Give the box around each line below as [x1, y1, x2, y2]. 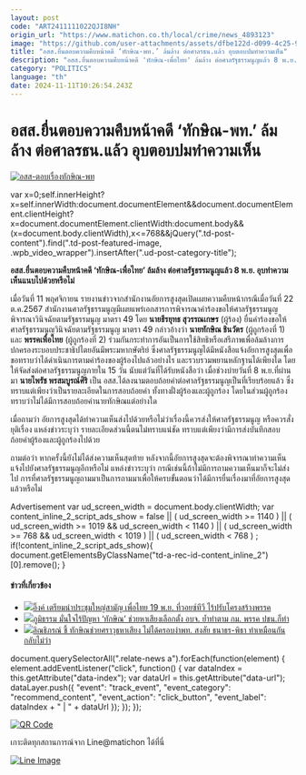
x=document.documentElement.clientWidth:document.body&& [10, 217, 244, 228]
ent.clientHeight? [10, 208, 74, 219]
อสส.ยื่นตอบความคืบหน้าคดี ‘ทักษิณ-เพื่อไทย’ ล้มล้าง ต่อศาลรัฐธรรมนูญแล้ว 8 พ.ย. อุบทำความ [10, 265, 289, 276]
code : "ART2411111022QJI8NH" [10, 22, 121, 31]
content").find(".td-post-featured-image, [10, 237, 163, 248]
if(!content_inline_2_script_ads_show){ [10, 539, 153, 550]
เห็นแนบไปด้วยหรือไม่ [10, 275, 75, 286]
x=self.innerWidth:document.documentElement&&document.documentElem [10, 198, 293, 209]
